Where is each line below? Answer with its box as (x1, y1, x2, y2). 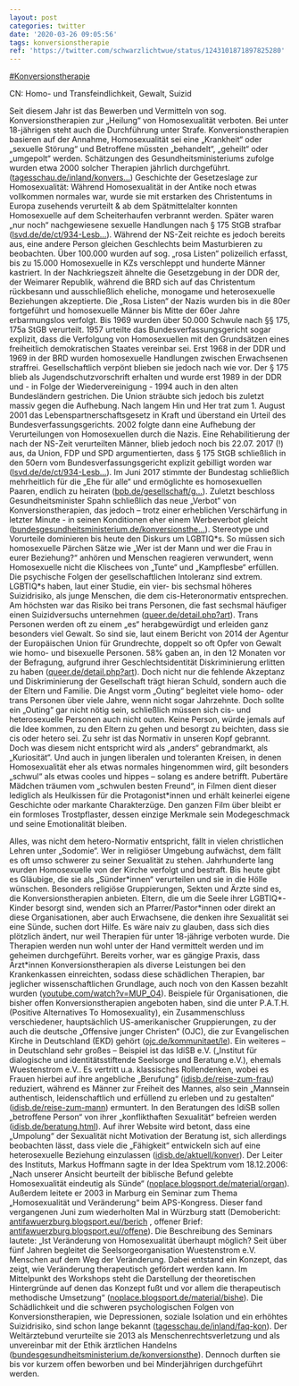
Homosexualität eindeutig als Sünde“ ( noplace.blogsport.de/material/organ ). (9, 1178, 290, 1189)
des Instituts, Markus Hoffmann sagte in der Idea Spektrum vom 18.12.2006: (9, 1160, 288, 1170)
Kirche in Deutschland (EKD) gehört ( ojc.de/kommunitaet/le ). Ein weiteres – (9, 1035, 286, 1047)
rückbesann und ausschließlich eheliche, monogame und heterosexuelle (9, 286, 276, 297)
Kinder (9, 903, 34, 914)
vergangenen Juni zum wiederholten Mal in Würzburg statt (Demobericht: (9, 1207, 281, 1218)
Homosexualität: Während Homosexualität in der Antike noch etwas (9, 182, 257, 192)
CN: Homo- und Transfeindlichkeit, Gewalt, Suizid (9, 89, 192, 99)
